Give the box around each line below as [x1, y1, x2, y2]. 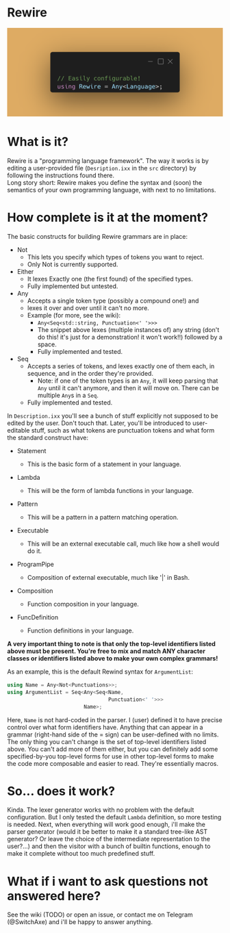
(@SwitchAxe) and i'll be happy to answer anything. [7, 918, 153, 926]
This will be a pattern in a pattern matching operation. [27, 513, 179, 522]
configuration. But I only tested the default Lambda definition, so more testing [7, 813, 222, 821]
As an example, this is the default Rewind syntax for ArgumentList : [7, 667, 194, 676]
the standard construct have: [7, 433, 89, 442]
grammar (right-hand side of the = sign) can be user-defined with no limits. [7, 730, 219, 739]
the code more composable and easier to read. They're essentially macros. [7, 759, 219, 767]
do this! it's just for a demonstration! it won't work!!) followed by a [37, 333, 222, 342]
